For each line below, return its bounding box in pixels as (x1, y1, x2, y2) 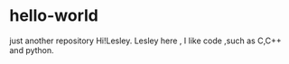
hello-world (9, 5, 99, 26)
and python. (9, 44, 54, 55)
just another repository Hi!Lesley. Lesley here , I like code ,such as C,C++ (9, 35, 282, 46)
